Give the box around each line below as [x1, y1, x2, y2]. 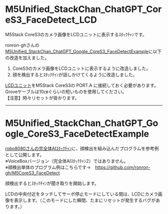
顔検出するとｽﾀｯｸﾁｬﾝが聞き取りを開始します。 [5, 180, 99, 186]
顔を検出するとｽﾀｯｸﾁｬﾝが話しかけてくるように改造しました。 [12, 71, 137, 77]
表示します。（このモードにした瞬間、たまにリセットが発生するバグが [13, 197, 156, 203]
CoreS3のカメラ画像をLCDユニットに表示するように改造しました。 [12, 65, 151, 71]
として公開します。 [5, 152, 44, 158]
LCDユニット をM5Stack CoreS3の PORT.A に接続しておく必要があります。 [5, 82, 158, 88]
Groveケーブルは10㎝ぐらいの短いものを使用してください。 [5, 88, 127, 94]
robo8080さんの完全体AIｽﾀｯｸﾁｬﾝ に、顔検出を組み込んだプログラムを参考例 [5, 145, 159, 151]
